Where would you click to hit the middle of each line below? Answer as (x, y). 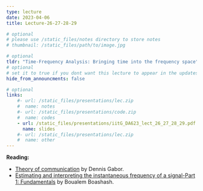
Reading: (18, 157)
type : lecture (24, 12)
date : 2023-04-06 (28, 18)
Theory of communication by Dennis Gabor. (69, 169)
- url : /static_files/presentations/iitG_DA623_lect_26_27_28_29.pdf (107, 123)
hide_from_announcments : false (46, 79)
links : (14, 95)
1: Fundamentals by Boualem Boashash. (64, 182)
